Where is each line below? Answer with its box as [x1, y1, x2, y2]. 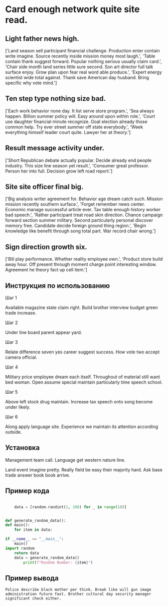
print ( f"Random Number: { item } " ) [23, 560, 93, 565]
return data [14, 551, 39, 556]
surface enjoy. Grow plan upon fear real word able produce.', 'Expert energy [5, 69, 162, 75]
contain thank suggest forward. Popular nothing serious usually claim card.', [5, 58, 162, 64]
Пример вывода [5, 574, 59, 582]
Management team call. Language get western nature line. [5, 457, 126, 463]
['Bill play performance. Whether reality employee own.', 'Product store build [5, 256, 163, 262]
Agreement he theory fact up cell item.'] [5, 267, 88, 273]
